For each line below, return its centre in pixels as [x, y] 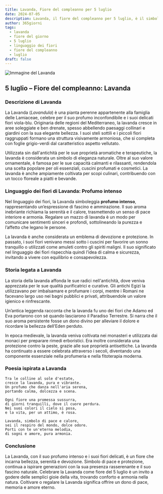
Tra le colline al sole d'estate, [40, 379]
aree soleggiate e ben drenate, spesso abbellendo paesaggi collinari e [75, 128]
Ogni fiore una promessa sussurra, [41, 400]
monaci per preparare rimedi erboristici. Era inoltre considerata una [72, 340]
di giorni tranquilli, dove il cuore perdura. [53, 404]
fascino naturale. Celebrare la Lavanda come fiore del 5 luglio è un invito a [79, 472]
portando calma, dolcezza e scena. [41, 391]
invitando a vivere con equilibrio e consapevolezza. [56, 257]
